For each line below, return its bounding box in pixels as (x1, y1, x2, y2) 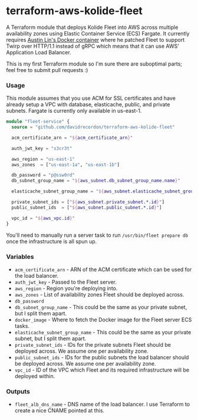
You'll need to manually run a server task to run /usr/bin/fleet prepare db (6, 232, 189, 239)
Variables (6, 252, 34, 261)
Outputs (6, 387, 31, 395)
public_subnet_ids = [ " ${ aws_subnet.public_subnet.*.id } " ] (11, 204, 162, 210)
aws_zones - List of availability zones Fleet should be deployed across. (14, 291, 184, 298)
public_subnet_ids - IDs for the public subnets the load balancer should (14, 353, 189, 361)
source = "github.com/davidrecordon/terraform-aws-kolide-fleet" (11, 124, 176, 131)
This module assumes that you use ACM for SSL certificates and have (6, 95, 176, 102)
